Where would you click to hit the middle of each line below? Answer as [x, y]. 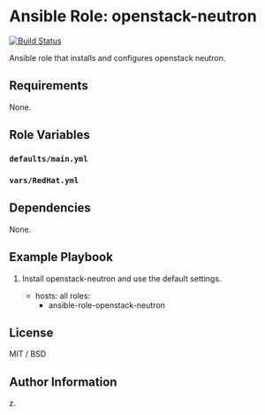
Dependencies [50, 208]
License [31, 333]
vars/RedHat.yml [44, 180]
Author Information [63, 382]
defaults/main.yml [49, 159]
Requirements [49, 86]
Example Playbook [61, 257]
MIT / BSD [28, 354]
